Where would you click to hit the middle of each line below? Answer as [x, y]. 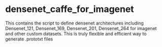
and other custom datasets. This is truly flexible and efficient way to [76, 33]
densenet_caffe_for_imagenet [70, 9]
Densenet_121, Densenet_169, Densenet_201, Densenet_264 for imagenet [81, 28]
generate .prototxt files [29, 39]
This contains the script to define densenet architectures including [75, 23]
